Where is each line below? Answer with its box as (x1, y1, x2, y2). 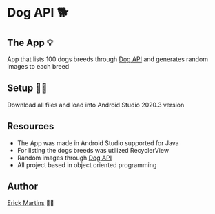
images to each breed (7, 63, 70, 70)
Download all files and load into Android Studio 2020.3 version (7, 100, 185, 109)
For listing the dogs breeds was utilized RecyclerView (17, 146, 170, 154)
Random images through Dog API (17, 153, 112, 162)
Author (7, 181, 38, 193)
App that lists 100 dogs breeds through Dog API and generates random (7, 55, 209, 63)
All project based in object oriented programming (17, 160, 157, 169)
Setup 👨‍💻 (7, 83, 48, 94)
